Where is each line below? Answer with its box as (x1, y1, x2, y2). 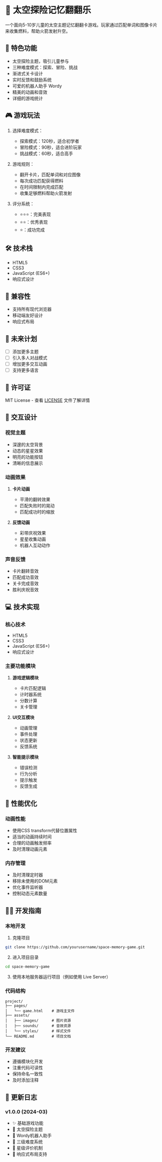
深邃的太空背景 (12, 441, 43, 447)
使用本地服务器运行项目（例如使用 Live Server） (12, 974, 111, 979)
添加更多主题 (12, 349, 39, 355)
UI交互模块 (12, 715, 35, 721)
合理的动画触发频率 (12, 840, 52, 846)
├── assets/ (5, 1013, 30, 1018)
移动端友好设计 (12, 312, 43, 318)
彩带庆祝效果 (19, 530, 46, 536)
